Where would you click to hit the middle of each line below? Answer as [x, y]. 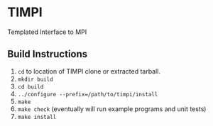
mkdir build [35, 79]
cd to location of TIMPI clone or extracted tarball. [89, 71]
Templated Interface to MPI [47, 32]
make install [37, 117]
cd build [31, 87]
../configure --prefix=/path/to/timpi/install [88, 94]
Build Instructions [48, 54]
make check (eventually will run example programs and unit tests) [112, 109]
